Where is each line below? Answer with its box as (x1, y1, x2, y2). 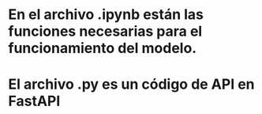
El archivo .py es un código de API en (8, 75, 255, 93)
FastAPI (8, 93, 61, 110)
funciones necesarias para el (8, 22, 203, 40)
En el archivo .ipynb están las (8, 6, 204, 24)
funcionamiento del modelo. (8, 40, 197, 57)
